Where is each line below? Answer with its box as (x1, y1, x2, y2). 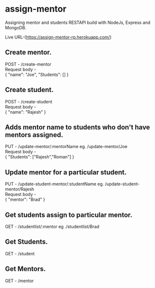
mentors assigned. (5, 131, 63, 139)
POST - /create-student (5, 98, 52, 104)
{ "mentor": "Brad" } (5, 196, 45, 203)
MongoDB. (5, 24, 27, 30)
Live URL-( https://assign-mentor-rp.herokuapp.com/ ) (5, 34, 112, 40)
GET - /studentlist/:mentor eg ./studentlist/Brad (5, 224, 100, 230)
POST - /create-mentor (5, 61, 52, 67)
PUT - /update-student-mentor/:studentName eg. (5, 181, 104, 187)
